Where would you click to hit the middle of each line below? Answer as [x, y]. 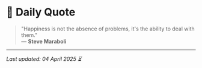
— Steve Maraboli [44, 41]
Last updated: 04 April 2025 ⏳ [44, 58]
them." [29, 35]
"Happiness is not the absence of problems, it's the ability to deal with [108, 29]
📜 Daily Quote [41, 12]
